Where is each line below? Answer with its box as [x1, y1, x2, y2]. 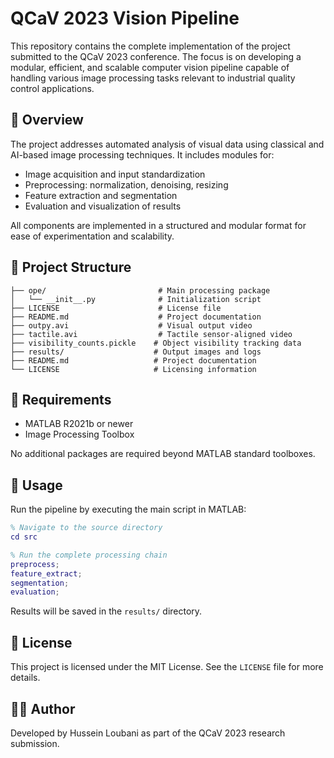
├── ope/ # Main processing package [10, 285, 271, 296]
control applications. [10, 82, 95, 94]
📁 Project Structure [10, 259, 132, 276]
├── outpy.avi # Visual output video [10, 320, 253, 331]
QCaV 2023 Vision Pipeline [10, 7, 240, 30]
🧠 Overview [10, 112, 84, 129]
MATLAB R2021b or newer [24, 418, 134, 430]
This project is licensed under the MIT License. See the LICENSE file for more [10, 661, 324, 673]
